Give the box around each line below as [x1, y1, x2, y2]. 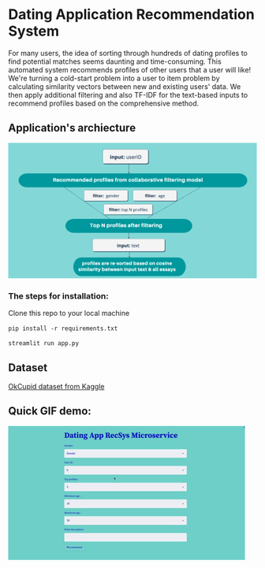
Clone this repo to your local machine [8, 309, 130, 318]
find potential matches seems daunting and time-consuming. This [8, 57, 222, 66]
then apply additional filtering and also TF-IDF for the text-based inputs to [8, 90, 248, 99]
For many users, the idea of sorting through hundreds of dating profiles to [8, 48, 248, 58]
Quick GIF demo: [8, 404, 92, 418]
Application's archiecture [8, 121, 136, 135]
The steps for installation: [8, 290, 109, 301]
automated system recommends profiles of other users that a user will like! [8, 65, 252, 74]
